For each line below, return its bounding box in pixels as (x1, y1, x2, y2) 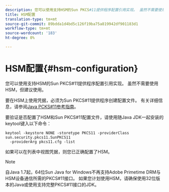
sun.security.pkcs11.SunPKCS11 (5, 135, 71, 140)
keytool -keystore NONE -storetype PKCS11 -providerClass (5, 130, 129, 135)
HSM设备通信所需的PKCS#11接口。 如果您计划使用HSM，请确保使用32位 (5, 175, 156, 181)
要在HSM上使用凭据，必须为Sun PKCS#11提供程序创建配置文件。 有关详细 (5, 97, 158, 103)
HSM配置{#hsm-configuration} (5, 63, 138, 74)
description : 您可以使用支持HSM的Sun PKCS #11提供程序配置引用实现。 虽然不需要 (5, 7, 158, 13)
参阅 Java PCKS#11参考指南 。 (18, 103, 79, 109)
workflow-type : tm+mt (5, 26, 51, 31)
